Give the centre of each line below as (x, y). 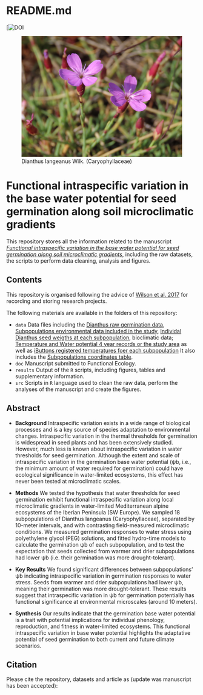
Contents (24, 280)
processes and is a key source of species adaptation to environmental (102, 429)
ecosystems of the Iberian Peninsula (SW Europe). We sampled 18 (98, 512)
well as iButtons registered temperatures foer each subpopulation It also (105, 350)
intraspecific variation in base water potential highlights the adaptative (103, 632)
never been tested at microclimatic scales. (68, 481)
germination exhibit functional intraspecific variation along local (94, 499)
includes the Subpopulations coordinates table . (74, 357)
